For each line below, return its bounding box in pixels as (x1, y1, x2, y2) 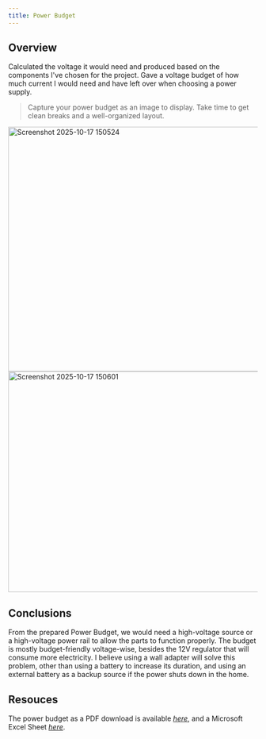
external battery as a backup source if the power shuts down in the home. (8, 670, 249, 679)
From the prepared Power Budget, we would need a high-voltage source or (8, 628, 253, 637)
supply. (8, 87, 32, 97)
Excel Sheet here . (8, 722, 66, 732)
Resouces (8, 692, 59, 706)
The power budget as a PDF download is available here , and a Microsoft (8, 714, 243, 723)
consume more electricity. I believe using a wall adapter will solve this (8, 652, 236, 663)
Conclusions (8, 606, 72, 620)
